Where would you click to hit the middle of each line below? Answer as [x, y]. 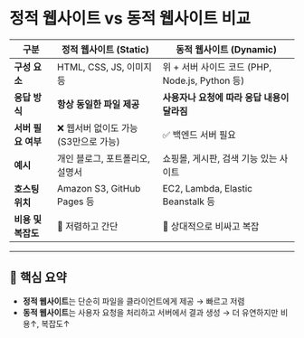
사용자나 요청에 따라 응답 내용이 [226, 98]
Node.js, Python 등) [204, 80]
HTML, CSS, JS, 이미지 [104, 67]
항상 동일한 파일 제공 [99, 104]
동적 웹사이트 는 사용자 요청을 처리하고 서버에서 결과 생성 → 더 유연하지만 [150, 312]
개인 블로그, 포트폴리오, [104, 158]
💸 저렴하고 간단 [88, 226]
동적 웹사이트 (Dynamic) [227, 49]
